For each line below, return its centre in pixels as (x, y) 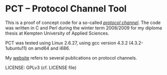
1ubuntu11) (16, 48)
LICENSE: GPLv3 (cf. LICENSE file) (41, 67)
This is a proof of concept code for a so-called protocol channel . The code (83, 22)
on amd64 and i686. (49, 48)
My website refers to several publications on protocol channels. (71, 57)
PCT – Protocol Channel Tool (66, 9)
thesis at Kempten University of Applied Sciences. (57, 33)
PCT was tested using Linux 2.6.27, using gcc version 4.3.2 (67, 42)
